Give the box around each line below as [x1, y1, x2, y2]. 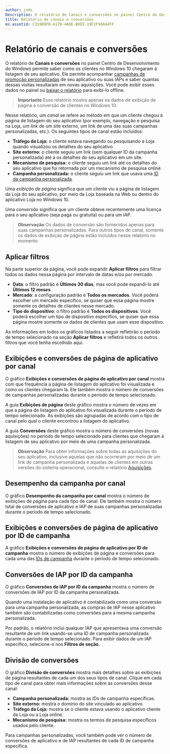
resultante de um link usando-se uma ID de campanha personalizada [5, 630, 149, 637]
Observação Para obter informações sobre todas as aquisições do [17, 448, 157, 454]
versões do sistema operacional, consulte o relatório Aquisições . [17, 464, 153, 470]
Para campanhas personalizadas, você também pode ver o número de [5, 732, 152, 738]
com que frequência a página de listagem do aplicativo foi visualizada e [5, 381, 155, 387]
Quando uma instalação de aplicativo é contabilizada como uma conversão [5, 599, 162, 605]
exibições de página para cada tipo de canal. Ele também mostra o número [5, 498, 162, 504]
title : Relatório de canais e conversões [5, 17, 94, 22]
